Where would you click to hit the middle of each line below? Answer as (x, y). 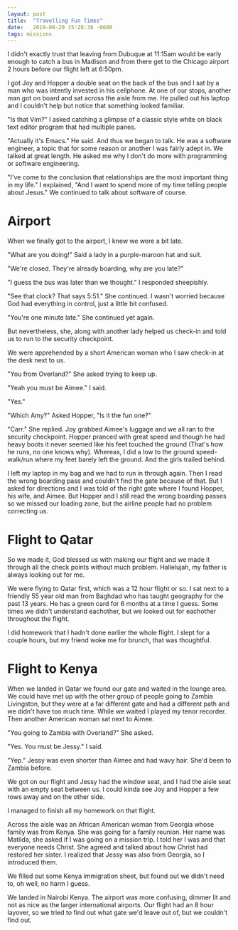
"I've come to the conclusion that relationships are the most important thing (118, 177)
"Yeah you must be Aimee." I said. (57, 388)
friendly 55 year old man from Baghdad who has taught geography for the (115, 596)
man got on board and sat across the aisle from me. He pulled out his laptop (118, 98)
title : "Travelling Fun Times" (55, 21)
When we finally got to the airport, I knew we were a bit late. (95, 241)
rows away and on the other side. (56, 797)
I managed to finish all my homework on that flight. (82, 811)
